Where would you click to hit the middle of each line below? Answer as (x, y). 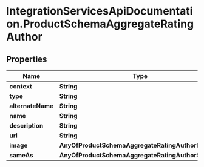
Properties (27, 59)
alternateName (31, 106)
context (21, 86)
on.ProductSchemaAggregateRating (100, 24)
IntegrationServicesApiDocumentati (100, 11)
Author (24, 37)
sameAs (21, 155)
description (26, 126)
